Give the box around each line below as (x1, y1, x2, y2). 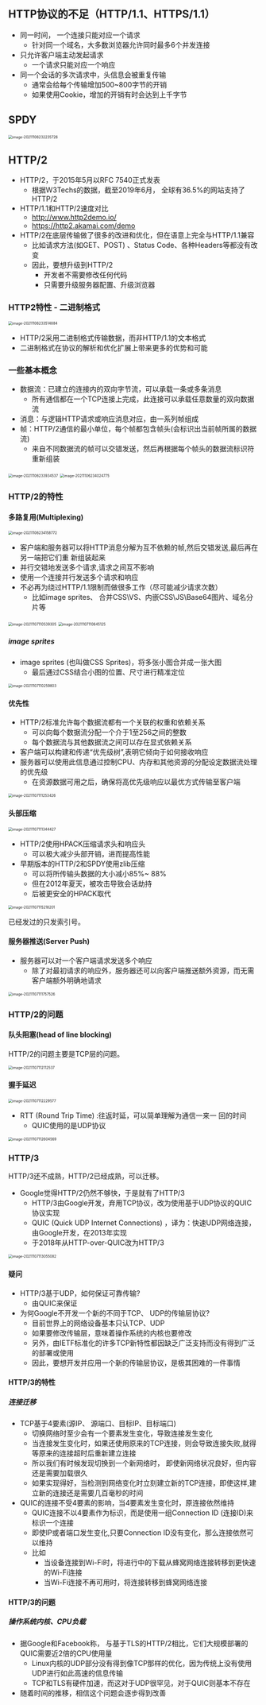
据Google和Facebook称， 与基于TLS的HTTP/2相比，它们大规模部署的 (19, 1638, 249, 1648)
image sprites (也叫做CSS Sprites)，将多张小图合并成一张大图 (19, 658, 222, 667)
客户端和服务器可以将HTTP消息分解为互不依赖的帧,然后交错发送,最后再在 (19, 543, 259, 552)
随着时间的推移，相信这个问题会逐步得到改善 (19, 1688, 167, 1698)
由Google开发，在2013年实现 (31, 1228, 127, 1238)
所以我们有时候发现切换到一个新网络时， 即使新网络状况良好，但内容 (31, 1459, 256, 1468)
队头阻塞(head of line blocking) (8, 1030, 113, 1039)
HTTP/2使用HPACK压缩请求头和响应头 (19, 839, 145, 849)
